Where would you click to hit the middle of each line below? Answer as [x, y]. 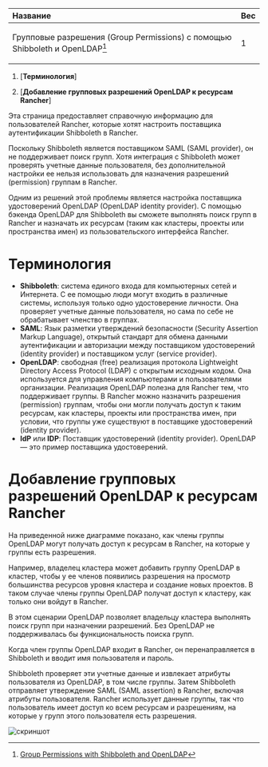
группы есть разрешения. [53, 552]
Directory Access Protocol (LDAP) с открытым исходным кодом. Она [136, 371]
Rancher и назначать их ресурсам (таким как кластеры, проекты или [126, 223]
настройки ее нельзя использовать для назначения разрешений [118, 174]
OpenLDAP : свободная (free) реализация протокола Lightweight [129, 362]
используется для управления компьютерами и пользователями [130, 379]
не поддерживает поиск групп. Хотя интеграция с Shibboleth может [124, 157]
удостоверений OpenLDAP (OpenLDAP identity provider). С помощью [125, 206]
